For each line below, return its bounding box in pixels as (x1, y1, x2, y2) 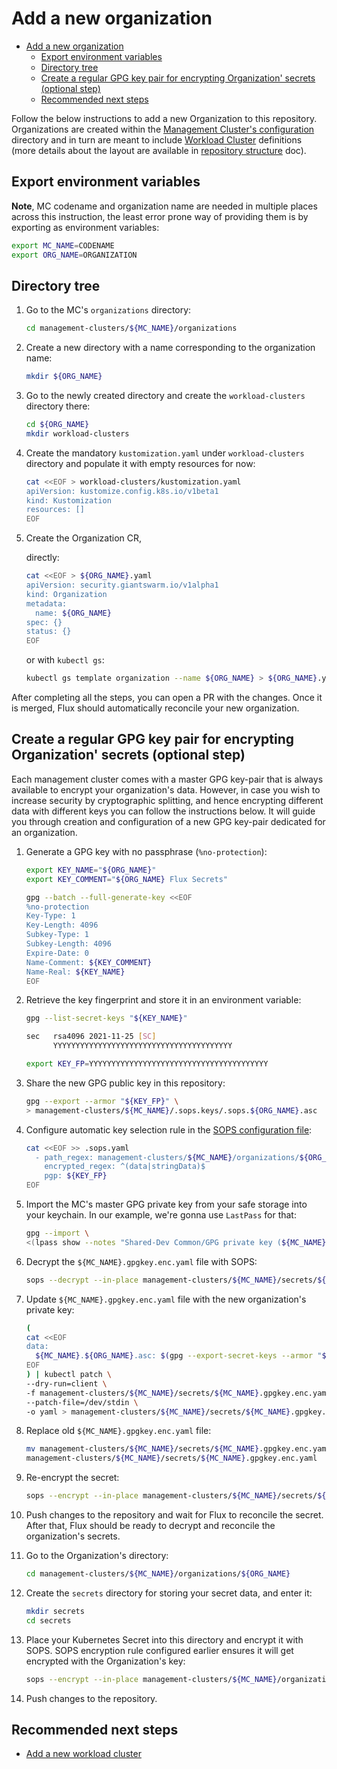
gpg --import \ (25, 1228, 90, 1238)
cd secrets (25, 1615, 72, 1626)
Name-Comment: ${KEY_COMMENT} (25, 957, 153, 967)
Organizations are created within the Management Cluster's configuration (11, 123, 315, 135)
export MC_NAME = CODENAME (11, 240, 115, 251)
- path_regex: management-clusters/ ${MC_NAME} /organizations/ (35, 1152, 300, 1162)
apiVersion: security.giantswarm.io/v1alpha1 (25, 580, 219, 591)
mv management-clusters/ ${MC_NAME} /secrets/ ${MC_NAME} (25, 1444, 260, 1454)
